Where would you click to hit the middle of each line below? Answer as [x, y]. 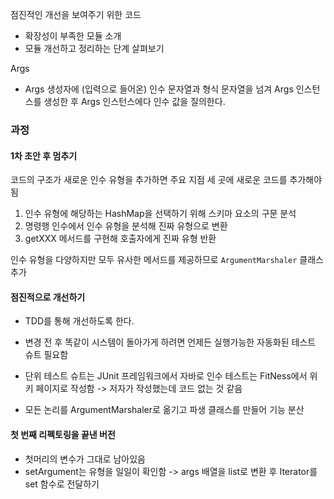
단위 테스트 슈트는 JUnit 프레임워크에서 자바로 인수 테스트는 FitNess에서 [166, 376]
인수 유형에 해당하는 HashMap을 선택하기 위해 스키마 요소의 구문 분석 [160, 214]
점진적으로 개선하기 [48, 297]
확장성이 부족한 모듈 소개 [73, 36]
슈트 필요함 [46, 355]
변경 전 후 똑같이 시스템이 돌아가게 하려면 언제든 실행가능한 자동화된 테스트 [170, 342]
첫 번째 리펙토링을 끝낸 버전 [63, 434]
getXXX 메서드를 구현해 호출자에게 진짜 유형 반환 [120, 239]
